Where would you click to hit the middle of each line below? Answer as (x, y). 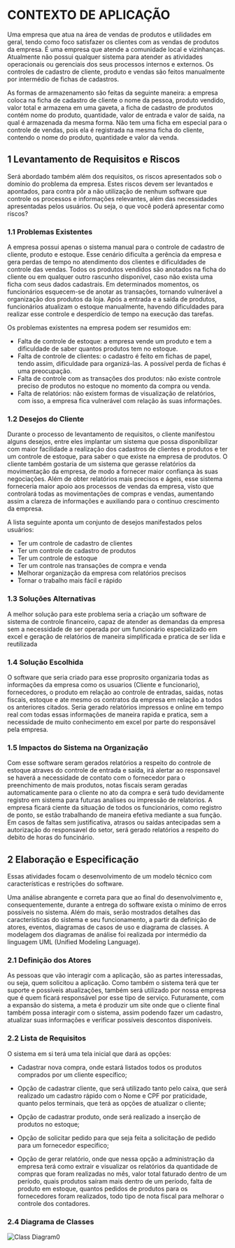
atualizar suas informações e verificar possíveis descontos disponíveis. (110, 1020)
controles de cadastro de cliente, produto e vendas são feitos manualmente (116, 72)
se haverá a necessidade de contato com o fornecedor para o (96, 778)
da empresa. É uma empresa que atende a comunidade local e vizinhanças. (116, 49)
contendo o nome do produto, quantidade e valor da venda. (93, 137)
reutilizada (22, 644)
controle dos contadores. (54, 1203)
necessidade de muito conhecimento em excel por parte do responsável (111, 721)
